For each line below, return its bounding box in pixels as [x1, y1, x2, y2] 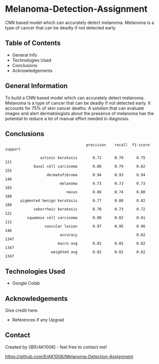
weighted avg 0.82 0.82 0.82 [51, 250, 146, 255]
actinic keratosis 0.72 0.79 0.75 [40, 156, 146, 160]
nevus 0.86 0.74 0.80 [66, 190, 146, 195]
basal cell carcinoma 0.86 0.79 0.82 [33, 164, 146, 169]
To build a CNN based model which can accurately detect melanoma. [5, 94, 145, 101]
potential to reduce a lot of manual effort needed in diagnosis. [5, 115, 130, 121]
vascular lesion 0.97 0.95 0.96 [44, 224, 146, 229]
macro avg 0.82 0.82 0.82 [57, 241, 146, 246]
